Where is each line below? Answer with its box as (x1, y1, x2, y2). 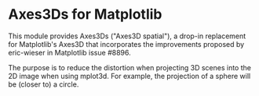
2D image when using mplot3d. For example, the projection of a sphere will (8, 71, 251, 80)
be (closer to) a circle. (8, 80, 79, 89)
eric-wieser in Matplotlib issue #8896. (8, 48, 131, 57)
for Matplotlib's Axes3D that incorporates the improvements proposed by (8, 39, 245, 48)
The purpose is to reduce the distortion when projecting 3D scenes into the (8, 62, 251, 72)
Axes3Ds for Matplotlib (8, 5, 162, 23)
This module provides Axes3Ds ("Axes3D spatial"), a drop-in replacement (8, 31, 246, 41)
